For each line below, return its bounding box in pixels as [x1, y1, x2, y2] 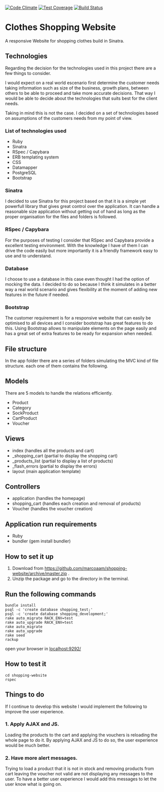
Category [12, 405, 31, 410]
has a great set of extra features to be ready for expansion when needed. [5, 331, 153, 337]
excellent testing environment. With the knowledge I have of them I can [5, 242, 148, 248]
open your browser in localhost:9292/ [5, 646, 81, 652]
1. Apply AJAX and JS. [5, 721, 60, 727]
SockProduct [12, 410, 39, 416]
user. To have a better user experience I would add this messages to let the [5, 776, 157, 782]
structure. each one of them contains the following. [5, 363, 109, 369]
